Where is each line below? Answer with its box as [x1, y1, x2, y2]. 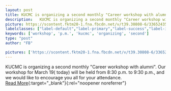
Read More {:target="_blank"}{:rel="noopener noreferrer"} [5, 80, 127, 86]
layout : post [5, 7, 33, 13]
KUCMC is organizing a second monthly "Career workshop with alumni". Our [5, 64, 166, 70]
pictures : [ [5, 49, 31, 55]
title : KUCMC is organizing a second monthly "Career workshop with [5, 12, 154, 17]
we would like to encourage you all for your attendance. [5, 74, 122, 80]
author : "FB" [5, 41, 33, 46]
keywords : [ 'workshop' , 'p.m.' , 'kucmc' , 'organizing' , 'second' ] [5, 31, 149, 36]
